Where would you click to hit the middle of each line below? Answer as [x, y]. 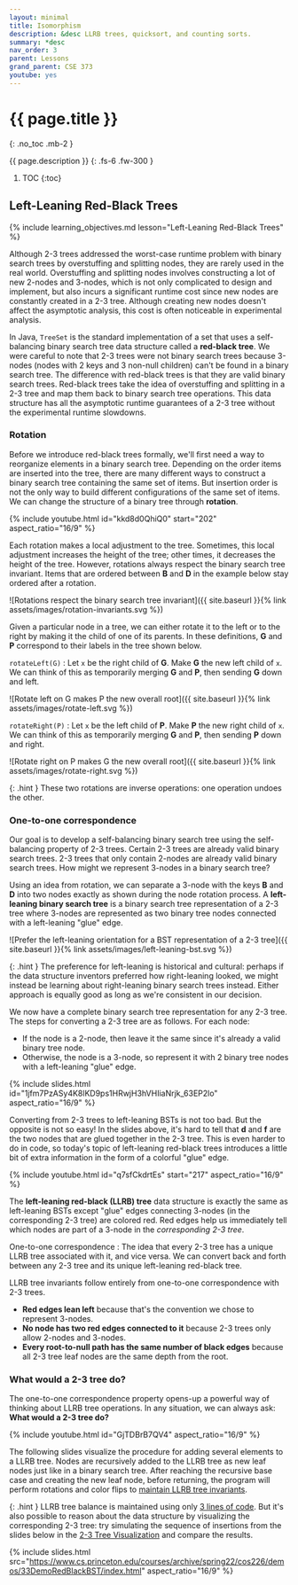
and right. [27, 744]
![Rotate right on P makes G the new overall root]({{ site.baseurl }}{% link [143, 761]
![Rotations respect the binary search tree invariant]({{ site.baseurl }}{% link [148, 600]
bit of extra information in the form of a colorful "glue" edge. [119, 1158]
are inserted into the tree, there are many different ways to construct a [137, 473]
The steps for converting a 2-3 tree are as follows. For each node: [129, 1021]
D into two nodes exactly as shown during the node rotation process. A [139, 894]
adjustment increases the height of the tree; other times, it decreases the [142, 554]
